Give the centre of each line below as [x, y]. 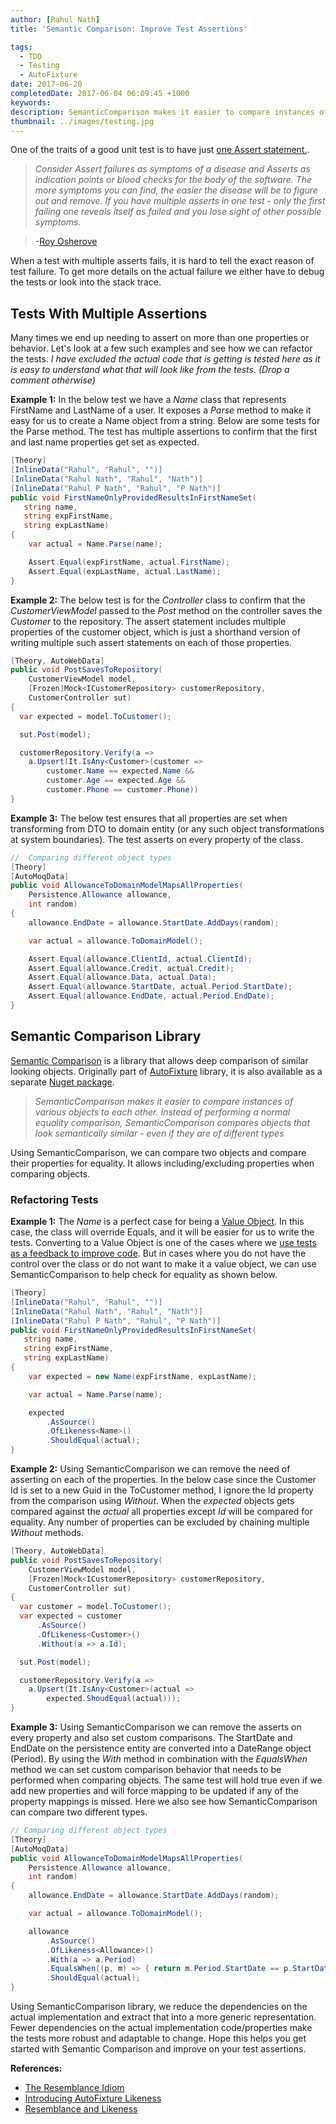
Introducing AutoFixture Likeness [93, 2098]
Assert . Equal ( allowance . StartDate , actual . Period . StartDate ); [160, 987]
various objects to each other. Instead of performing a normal [162, 1112]
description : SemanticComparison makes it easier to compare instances [162, 112]
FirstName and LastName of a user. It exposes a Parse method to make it [161, 410]
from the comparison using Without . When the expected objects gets [152, 1501]
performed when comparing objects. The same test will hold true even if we [166, 1780]
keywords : [31, 102]
